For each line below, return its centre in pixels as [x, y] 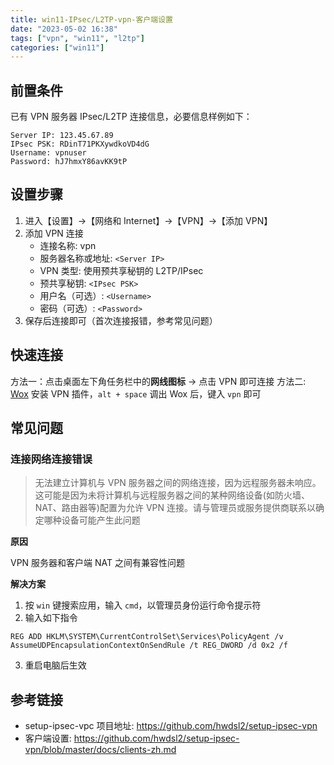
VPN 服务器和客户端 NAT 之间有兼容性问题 [98, 563]
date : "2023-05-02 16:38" [64, 29]
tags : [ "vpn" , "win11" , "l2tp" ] [77, 38]
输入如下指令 [51, 618]
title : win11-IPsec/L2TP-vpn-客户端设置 [91, 19]
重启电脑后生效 [55, 665]
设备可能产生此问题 [101, 520]
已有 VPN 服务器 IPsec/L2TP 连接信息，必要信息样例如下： [131, 117]
